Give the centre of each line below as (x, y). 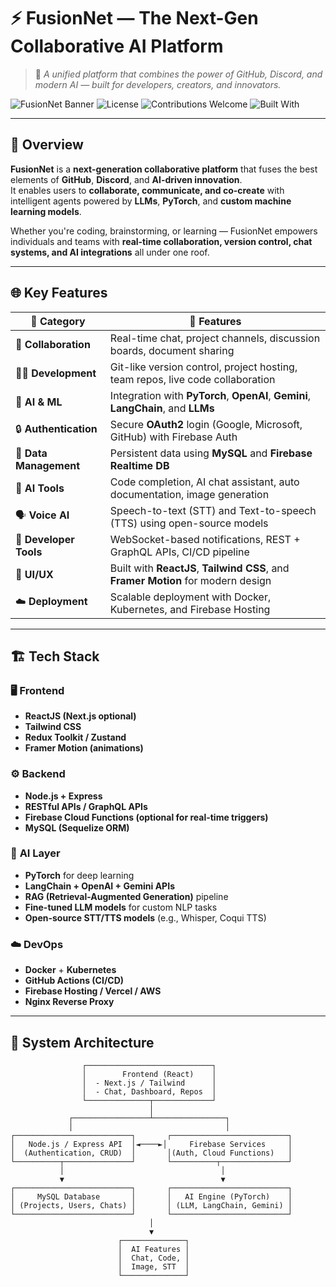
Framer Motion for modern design (190, 580)
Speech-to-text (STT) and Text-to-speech (213, 510)
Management (48, 465)
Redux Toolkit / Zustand (75, 737)
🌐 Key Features (59, 293)
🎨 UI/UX (34, 574)
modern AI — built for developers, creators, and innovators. (158, 84)
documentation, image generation (189, 494)
